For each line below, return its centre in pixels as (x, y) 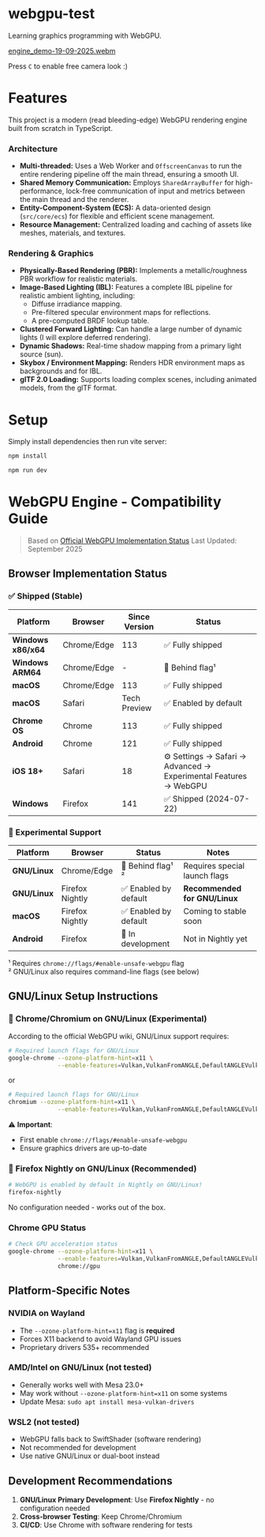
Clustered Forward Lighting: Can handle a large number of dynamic (131, 329)
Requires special (214, 866)
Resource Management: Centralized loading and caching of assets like (136, 225)
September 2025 (55, 549)
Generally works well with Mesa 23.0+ (82, 1385)
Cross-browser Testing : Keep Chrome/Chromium (101, 1516)
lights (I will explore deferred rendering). (85, 338)
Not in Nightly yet (216, 939)
